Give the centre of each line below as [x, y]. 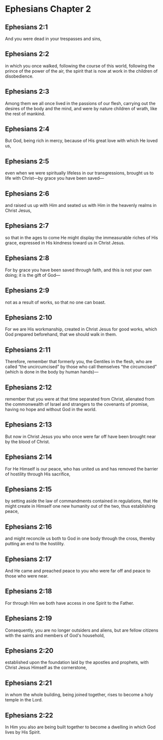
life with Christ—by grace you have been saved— [54, 178]
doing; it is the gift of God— [33, 275]
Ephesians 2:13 [28, 425]
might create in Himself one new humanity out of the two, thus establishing [80, 506]
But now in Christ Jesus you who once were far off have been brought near [81, 436]
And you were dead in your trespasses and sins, [53, 39]
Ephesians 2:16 [28, 526]
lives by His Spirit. [23, 732]
